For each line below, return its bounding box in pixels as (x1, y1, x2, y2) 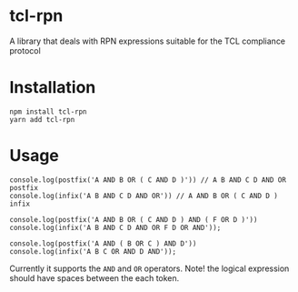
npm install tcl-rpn (9, 106, 88, 116)
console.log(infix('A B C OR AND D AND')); (9, 247, 177, 256)
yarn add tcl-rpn (9, 115, 75, 124)
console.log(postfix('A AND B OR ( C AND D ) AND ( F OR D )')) (9, 215, 258, 224)
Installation (9, 77, 96, 98)
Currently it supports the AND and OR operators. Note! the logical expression (9, 263, 290, 274)
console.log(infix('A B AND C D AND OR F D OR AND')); (9, 223, 222, 232)
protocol (9, 45, 41, 55)
